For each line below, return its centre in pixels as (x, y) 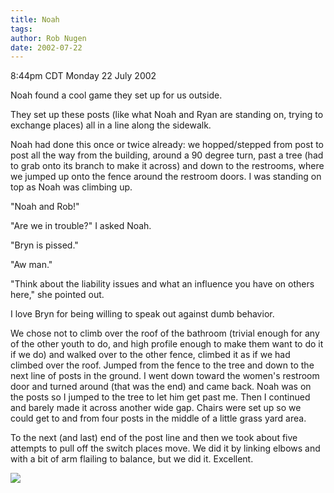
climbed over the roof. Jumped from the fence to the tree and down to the (162, 365)
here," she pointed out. (57, 295)
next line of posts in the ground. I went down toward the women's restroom (165, 376)
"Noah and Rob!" (45, 207)
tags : (21, 29)
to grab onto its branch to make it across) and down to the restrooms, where (167, 166)
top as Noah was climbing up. (71, 187)
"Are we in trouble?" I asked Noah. (81, 226)
